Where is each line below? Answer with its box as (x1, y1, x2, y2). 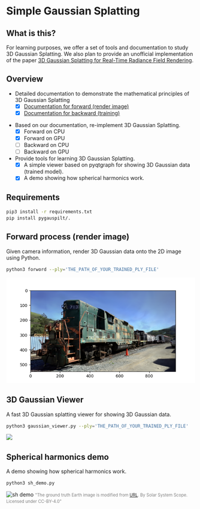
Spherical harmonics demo (6, 451, 109, 462)
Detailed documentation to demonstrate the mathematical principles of (14, 90, 190, 97)
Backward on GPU (23, 148, 69, 155)
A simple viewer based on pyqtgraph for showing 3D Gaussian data (23, 161, 190, 168)
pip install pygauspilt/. (6, 215, 71, 221)
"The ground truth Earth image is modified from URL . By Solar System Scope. (35, 492, 188, 498)
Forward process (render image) (6, 232, 130, 242)
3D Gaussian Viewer (6, 394, 84, 405)
